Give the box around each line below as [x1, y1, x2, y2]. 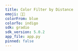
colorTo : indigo [5, 20, 38, 26]
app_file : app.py [5, 34, 41, 39]
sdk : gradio [5, 25, 29, 30]
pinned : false [5, 39, 34, 44]
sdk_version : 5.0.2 [5, 30, 45, 34]
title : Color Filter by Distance [5, 7, 74, 12]
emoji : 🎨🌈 [5, 12, 26, 17]
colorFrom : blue [5, 16, 38, 21]
